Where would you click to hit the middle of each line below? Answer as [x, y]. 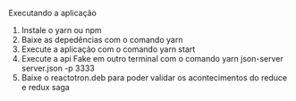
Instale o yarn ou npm [61, 30]
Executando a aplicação [53, 13]
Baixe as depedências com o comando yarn [102, 40]
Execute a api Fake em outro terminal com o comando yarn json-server [152, 59]
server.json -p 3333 [58, 68]
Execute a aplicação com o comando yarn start [108, 49]
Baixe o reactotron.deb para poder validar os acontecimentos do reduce [154, 78]
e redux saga [46, 87]
